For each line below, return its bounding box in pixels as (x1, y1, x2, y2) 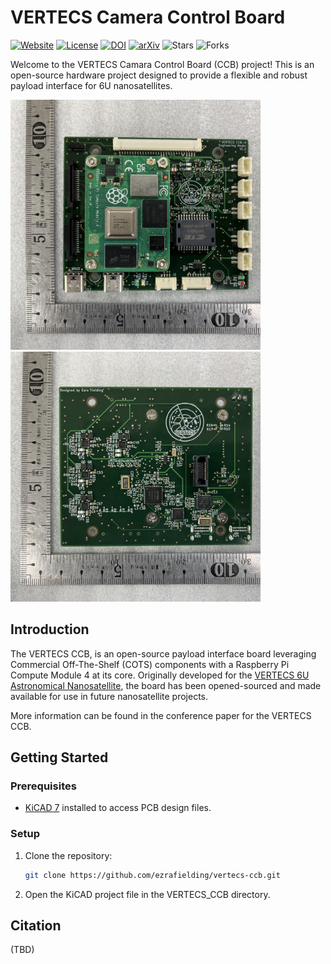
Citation (10, 917, 62, 934)
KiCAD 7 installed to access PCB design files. (24, 802, 212, 814)
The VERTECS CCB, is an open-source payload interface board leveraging (10, 647, 317, 660)
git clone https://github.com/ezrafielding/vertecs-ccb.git (24, 870, 281, 880)
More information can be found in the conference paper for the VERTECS (10, 709, 312, 721)
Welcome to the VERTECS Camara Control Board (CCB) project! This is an (10, 58, 315, 70)
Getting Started (10, 749, 109, 766)
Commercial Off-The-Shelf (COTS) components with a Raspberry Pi (10, 658, 290, 670)
